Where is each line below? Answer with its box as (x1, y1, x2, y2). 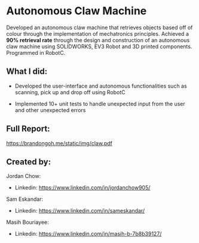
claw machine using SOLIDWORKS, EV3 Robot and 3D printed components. (6, 43, 192, 50)
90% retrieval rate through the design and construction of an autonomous (6, 36, 190, 43)
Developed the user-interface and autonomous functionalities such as (14, 82, 187, 89)
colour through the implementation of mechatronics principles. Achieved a (6, 30, 189, 37)
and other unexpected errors (14, 106, 86, 114)
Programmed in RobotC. (6, 49, 66, 56)
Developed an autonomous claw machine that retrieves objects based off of (6, 24, 193, 31)
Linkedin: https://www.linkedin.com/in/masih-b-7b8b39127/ (14, 230, 162, 238)
